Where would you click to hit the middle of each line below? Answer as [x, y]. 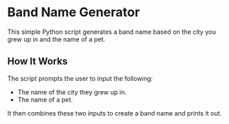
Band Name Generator [74, 12]
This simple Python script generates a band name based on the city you [112, 32]
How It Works [38, 62]
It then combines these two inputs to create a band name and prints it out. [114, 113]
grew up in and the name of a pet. [56, 39]
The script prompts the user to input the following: [80, 78]
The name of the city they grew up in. [72, 92]
